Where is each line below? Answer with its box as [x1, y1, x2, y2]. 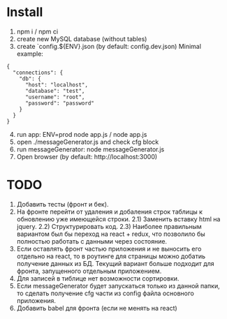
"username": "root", [24, 94, 85, 101]
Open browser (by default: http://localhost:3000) [16, 152, 158, 161]
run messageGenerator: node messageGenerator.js [16, 144, 165, 154]
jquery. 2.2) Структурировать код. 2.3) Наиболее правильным [16, 222, 202, 230]
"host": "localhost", [24, 81, 89, 88]
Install [6, 4, 43, 20]
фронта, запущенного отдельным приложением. [16, 267, 162, 275]
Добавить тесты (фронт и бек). [16, 200, 109, 208]
